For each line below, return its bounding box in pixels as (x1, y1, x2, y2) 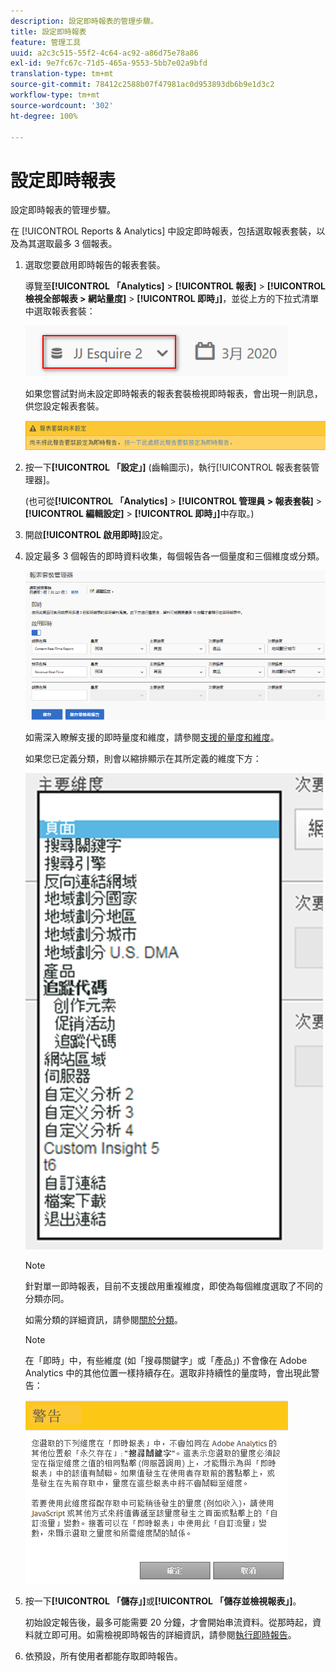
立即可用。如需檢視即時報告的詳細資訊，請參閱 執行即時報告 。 (42, 1628, 297, 1640)
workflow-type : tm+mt (10, 90, 101, 100)
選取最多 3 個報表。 (36, 238, 118, 250)
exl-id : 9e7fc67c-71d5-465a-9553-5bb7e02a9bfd (10, 58, 208, 69)
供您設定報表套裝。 (24, 400, 105, 412)
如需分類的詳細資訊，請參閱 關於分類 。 (24, 1313, 183, 1325)
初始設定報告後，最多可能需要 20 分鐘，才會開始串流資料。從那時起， (24, 1616, 313, 1628)
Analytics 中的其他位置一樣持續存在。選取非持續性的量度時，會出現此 (24, 1366, 312, 1379)
